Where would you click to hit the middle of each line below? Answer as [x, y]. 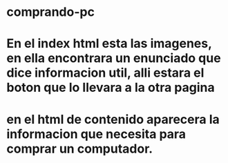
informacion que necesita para [96, 134]
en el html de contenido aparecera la [113, 119]
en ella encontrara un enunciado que [114, 58]
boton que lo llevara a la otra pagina [111, 88]
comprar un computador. [80, 148]
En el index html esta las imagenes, [109, 44]
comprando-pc [50, 12]
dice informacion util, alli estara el [105, 73]
